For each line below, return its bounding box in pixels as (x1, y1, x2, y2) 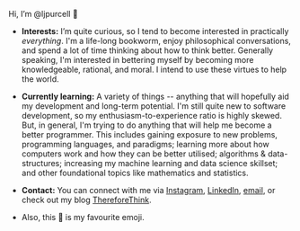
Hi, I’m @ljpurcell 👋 (8, 9, 78, 19)
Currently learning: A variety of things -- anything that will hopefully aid (21, 91, 289, 102)
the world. (21, 74, 59, 84)
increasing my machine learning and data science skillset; (63, 158, 278, 168)
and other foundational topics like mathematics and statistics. (21, 167, 249, 178)
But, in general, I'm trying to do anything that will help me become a (21, 120, 272, 130)
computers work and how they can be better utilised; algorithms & (21, 148, 267, 159)
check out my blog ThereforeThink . (21, 194, 152, 205)
